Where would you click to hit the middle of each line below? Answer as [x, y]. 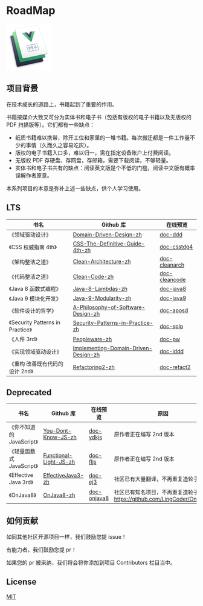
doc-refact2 [175, 367]
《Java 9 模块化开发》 [35, 298]
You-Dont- [57, 431]
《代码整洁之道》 [30, 277]
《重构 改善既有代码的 [36, 364]
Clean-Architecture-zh [102, 262]
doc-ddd [171, 235]
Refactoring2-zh [94, 367]
